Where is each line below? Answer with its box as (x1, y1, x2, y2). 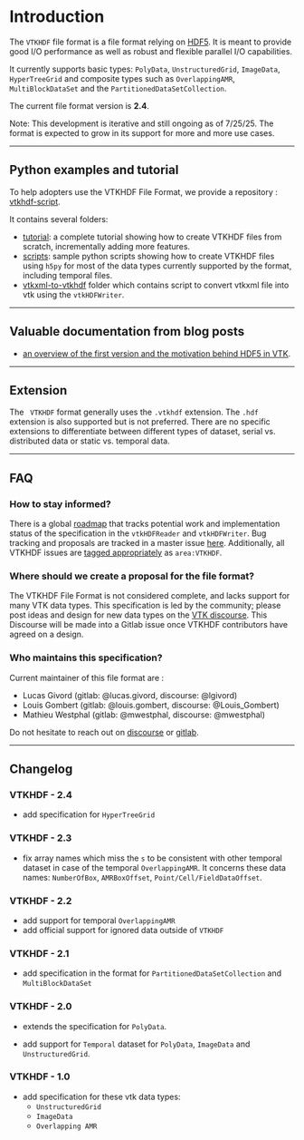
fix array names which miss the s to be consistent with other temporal (22, 853, 283, 863)
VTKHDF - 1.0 (9, 1070, 71, 1083)
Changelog (9, 762, 73, 777)
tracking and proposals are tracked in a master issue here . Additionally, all (9, 538, 285, 549)
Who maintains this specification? (9, 651, 163, 664)
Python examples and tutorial (9, 162, 179, 178)
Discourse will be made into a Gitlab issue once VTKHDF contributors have (9, 619, 288, 630)
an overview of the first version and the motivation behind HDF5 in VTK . (22, 347, 291, 359)
